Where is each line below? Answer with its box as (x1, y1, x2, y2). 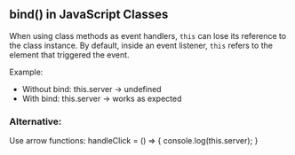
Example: (9, 66, 44, 77)
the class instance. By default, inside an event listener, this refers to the (9, 40, 274, 50)
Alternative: (9, 115, 62, 128)
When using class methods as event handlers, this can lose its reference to (9, 30, 287, 41)
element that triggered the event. (9, 49, 131, 60)
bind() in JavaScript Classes (9, 7, 169, 22)
